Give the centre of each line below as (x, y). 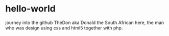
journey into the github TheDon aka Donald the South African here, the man (85, 22)
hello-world (31, 9)
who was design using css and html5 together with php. (64, 27)
